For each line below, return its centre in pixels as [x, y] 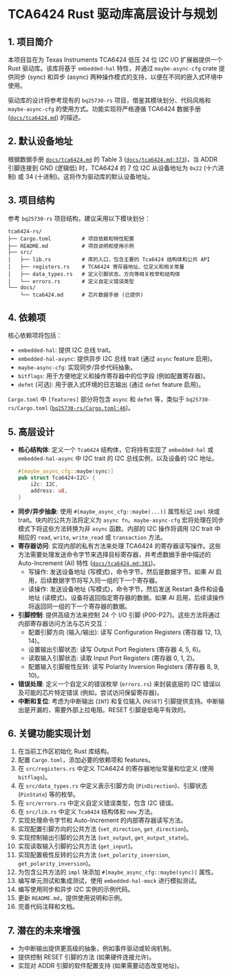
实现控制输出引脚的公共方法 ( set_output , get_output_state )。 [105, 838]
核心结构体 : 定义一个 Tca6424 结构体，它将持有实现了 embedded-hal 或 [116, 450]
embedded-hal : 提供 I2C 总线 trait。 [66, 350]
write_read [88, 538]
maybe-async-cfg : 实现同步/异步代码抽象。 [77, 367]
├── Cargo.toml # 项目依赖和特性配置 [71, 239]
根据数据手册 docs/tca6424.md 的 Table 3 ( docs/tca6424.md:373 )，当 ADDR [113, 159]
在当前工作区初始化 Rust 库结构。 [65, 751]
